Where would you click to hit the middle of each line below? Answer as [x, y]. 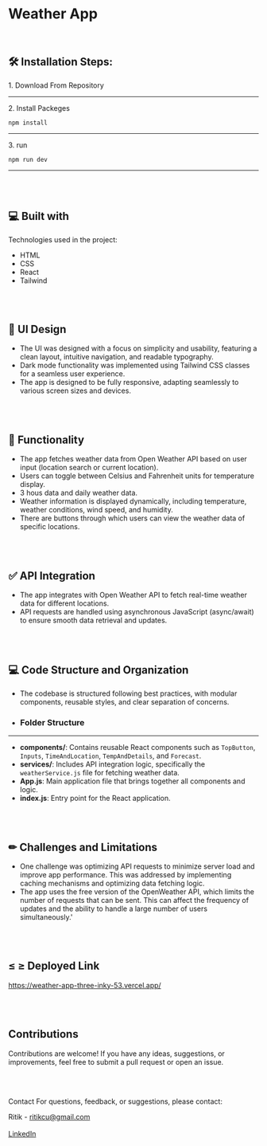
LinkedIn [22, 1133]
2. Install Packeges [39, 108]
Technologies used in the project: [63, 239]
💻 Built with [39, 216]
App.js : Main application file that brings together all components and [132, 781]
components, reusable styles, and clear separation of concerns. [124, 701]
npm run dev [28, 159]
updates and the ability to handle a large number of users [114, 909]
